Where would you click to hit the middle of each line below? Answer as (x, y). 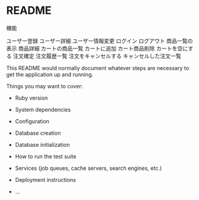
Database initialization (43, 144)
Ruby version (31, 98)
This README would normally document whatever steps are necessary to (98, 68)
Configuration (32, 121)
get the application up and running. (50, 74)
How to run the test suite (46, 156)
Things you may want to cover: (45, 86)
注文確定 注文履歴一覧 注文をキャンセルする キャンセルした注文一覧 (97, 56)
